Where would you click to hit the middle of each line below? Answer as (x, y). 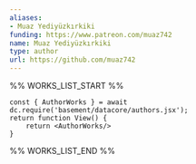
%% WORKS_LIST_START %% (67, 86)
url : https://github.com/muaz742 (73, 60)
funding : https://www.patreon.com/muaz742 (91, 34)
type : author (34, 52)
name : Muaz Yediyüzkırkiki (60, 43)
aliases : (26, 18)
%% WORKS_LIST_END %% (63, 151)
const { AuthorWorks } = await (69, 102)
